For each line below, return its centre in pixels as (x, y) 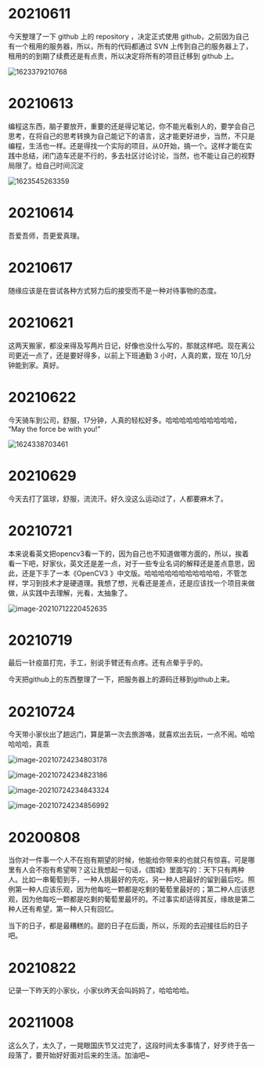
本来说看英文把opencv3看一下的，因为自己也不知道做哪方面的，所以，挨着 (128, 554)
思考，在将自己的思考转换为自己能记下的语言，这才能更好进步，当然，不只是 (131, 136)
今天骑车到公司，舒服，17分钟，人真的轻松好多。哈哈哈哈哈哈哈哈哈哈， (124, 420)
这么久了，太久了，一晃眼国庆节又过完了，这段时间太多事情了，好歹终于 (124, 1046)
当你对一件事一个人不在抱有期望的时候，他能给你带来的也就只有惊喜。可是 (128, 860)
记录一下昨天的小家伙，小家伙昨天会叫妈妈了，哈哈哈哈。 (101, 991)
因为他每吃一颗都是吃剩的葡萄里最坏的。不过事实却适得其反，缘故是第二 (138, 899)
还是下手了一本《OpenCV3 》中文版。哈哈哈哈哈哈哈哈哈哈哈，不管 (131, 573)
